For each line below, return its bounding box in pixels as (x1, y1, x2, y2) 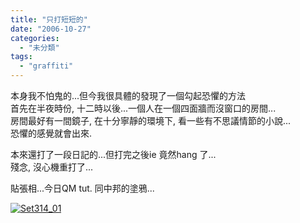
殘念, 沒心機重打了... (10, 161, 94, 173)
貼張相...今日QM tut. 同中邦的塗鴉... (10, 182, 155, 194)
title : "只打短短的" (10, 14, 88, 25)
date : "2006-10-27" (10, 24, 92, 34)
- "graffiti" (19, 61, 74, 71)
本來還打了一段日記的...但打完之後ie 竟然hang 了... (10, 149, 217, 160)
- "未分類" (19, 42, 60, 53)
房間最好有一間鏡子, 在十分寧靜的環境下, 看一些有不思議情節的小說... (10, 115, 292, 126)
